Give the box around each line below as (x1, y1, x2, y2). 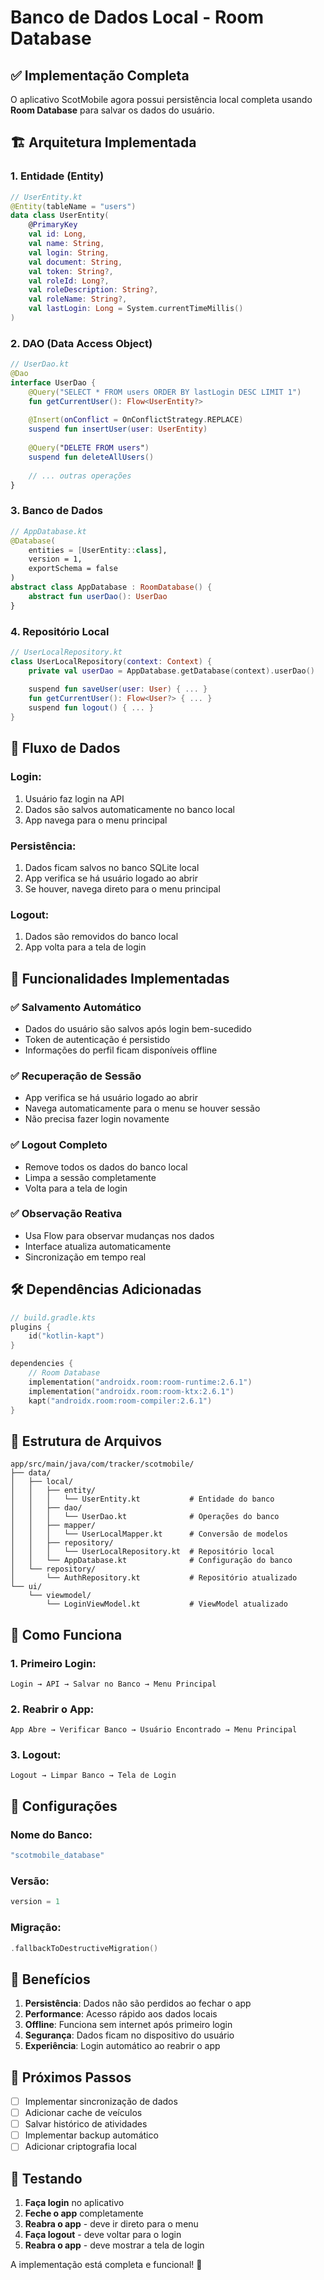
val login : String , (28, 247, 110, 258)
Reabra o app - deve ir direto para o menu (24, 2218, 199, 2230)
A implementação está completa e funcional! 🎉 (10, 2259, 203, 2271)
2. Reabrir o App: (10, 1702, 95, 1716)
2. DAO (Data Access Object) (10, 336, 153, 350)
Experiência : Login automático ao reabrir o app (24, 2040, 221, 2052)
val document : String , (28, 257, 123, 267)
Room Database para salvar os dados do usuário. (10, 104, 215, 116)
